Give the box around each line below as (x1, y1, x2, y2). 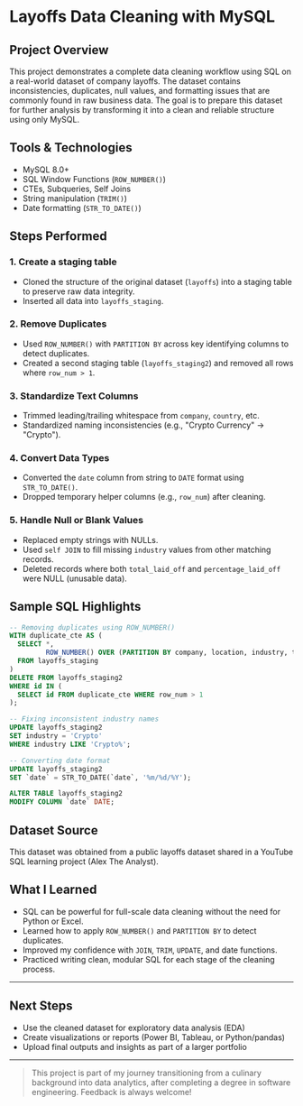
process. (22, 963, 56, 974)
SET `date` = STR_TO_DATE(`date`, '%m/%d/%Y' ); (9, 773, 192, 782)
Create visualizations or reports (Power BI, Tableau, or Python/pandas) (22, 1031, 286, 1043)
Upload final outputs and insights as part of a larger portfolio (22, 1041, 248, 1052)
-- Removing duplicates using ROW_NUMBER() (9, 622, 176, 632)
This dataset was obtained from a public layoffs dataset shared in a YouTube (9, 846, 294, 857)
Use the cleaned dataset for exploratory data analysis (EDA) (22, 1022, 245, 1033)
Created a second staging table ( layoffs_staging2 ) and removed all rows (22, 357, 294, 368)
